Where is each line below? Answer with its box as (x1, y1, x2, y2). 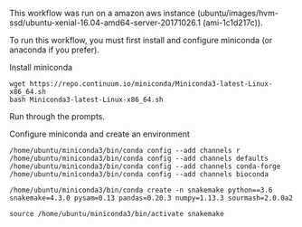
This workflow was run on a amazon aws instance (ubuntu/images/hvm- (9, 8, 278, 18)
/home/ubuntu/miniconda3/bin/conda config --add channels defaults (9, 154, 269, 163)
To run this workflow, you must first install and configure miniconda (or (9, 35, 273, 45)
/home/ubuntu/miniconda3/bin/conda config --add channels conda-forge (9, 162, 281, 171)
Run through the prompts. (9, 111, 106, 121)
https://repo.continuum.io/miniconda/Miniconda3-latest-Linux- (29, 80, 273, 89)
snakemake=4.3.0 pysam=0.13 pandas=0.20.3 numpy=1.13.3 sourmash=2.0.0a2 (9, 194, 294, 203)
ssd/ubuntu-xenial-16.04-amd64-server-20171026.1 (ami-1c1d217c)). (9, 17, 264, 28)
